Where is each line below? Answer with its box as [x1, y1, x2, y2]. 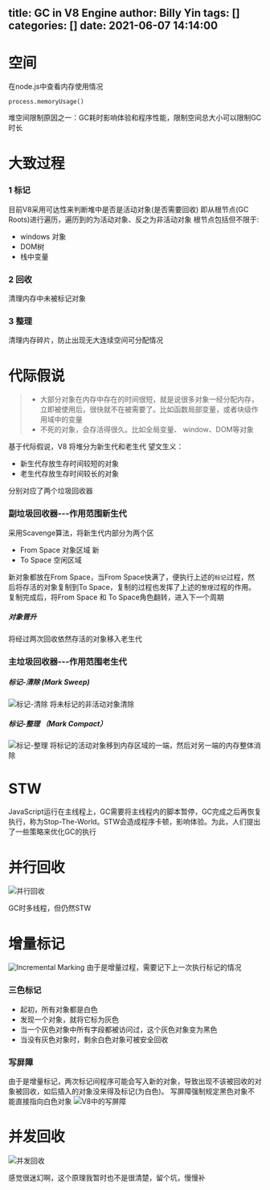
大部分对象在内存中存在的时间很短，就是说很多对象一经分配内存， [39, 395, 259, 404]
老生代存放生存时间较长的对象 [19, 469, 119, 479]
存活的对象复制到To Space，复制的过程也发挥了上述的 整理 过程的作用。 [22, 582, 256, 591]
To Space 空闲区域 [19, 554, 82, 565]
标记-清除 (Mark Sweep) [8, 677, 90, 687]
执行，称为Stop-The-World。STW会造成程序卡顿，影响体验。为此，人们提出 [8, 817, 261, 827]
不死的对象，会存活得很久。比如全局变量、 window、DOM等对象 [39, 425, 255, 435]
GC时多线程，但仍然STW [8, 903, 92, 913]
